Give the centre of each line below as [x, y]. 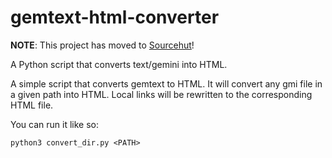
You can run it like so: [54, 124]
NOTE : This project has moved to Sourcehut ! [102, 45]
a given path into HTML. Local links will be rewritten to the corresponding [161, 94]
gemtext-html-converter [115, 17]
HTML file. [32, 105]
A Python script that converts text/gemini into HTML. [119, 64]
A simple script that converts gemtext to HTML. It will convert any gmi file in [166, 83]
